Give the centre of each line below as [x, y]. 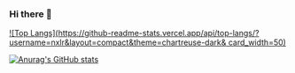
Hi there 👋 [31, 14]
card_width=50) [257, 42]
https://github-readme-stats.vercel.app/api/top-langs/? [159, 33]
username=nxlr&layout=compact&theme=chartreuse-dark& [118, 42]
